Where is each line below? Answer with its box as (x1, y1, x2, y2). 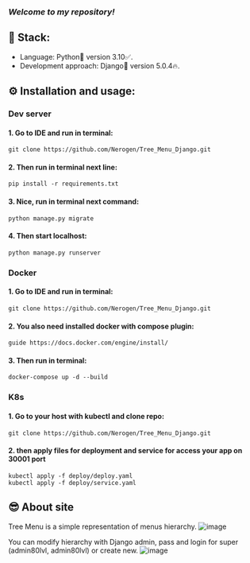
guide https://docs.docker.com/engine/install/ (8, 339, 169, 348)
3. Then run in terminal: (8, 355, 87, 365)
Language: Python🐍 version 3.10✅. (19, 52, 133, 61)
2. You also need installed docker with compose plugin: (8, 321, 194, 331)
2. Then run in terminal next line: (8, 162, 117, 172)
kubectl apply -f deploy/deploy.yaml (8, 472, 133, 480)
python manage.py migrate (8, 214, 94, 223)
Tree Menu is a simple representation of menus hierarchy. (8, 522, 197, 531)
